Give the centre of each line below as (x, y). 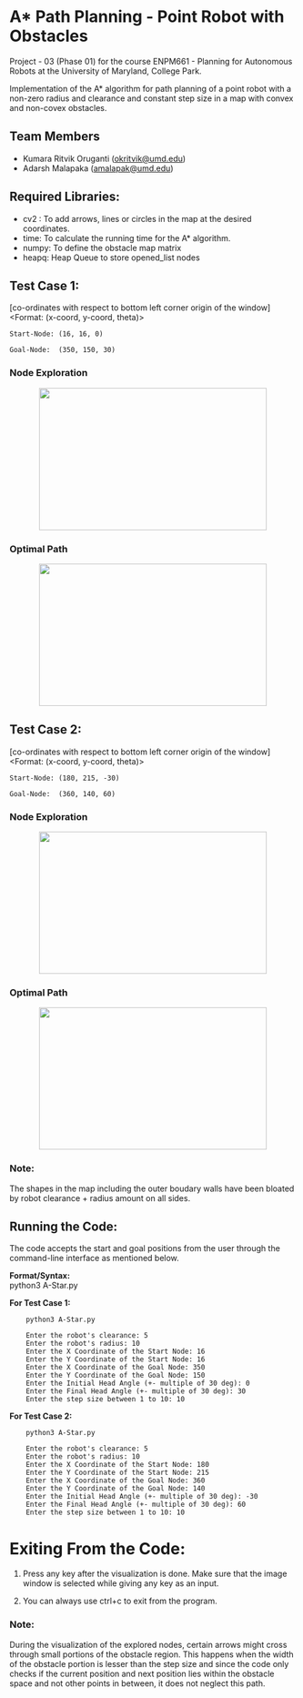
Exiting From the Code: (98, 1548)
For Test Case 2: (41, 1416)
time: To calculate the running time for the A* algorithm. (126, 238)
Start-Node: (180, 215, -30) (65, 778)
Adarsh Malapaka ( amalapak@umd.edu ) (98, 168)
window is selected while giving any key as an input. (121, 1583)
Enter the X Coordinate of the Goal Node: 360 (116, 1481)
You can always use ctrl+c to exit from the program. (120, 1601)
